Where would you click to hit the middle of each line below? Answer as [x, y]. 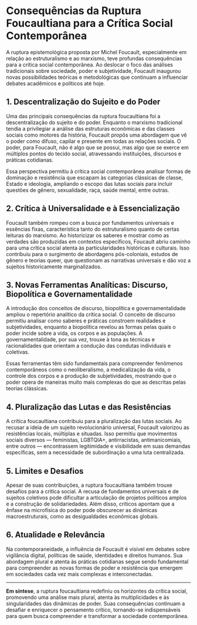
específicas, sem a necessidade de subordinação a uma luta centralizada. [96, 453]
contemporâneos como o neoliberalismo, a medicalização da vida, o [89, 370]
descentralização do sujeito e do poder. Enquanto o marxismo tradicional [94, 122]
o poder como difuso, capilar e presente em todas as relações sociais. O [94, 141]
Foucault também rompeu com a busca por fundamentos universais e [90, 222]
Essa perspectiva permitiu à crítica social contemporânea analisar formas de [98, 171]
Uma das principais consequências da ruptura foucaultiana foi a [83, 116]
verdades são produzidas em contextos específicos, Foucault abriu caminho [98, 241]
